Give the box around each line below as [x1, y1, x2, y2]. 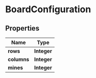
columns [8, 56, 29, 63]
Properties [5, 24, 40, 33]
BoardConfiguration [5, 4, 91, 15]
